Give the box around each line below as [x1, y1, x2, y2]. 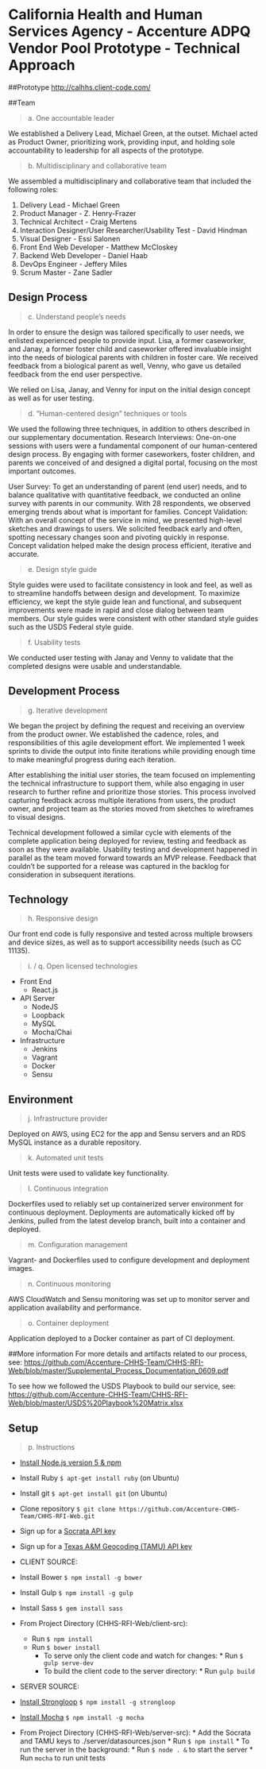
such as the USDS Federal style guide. [8, 622, 134, 632]
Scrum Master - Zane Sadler [19, 268, 113, 277]
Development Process [8, 685, 121, 698]
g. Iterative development [27, 705, 108, 715]
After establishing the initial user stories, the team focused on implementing [8, 770, 256, 779]
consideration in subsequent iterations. [8, 870, 137, 879]
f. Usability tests [27, 637, 81, 647]
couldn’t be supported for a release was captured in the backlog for [8, 861, 230, 871]
